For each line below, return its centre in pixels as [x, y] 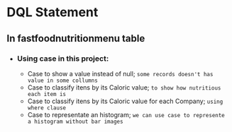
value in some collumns [63, 80]
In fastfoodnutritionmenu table [76, 38]
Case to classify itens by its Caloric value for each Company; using [125, 101]
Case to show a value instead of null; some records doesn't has [120, 73]
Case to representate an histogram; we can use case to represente [126, 114]
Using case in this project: [63, 59]
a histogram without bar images [75, 121]
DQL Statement [53, 12]
